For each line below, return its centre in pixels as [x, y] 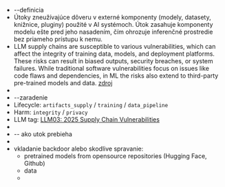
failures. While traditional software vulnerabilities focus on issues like [111, 68]
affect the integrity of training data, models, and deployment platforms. [114, 54]
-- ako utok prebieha [43, 134]
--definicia [29, 10]
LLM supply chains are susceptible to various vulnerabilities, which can [115, 46]
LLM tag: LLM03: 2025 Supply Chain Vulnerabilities [87, 119]
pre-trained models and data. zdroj [63, 83]
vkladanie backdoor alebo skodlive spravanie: [78, 148]
